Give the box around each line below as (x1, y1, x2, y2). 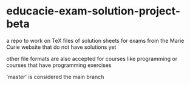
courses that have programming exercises (6, 61, 112, 69)
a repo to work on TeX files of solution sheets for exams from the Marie (6, 37, 185, 44)
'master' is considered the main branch (6, 73, 104, 80)
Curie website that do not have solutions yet (6, 43, 117, 51)
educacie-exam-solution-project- (6, 4, 181, 18)
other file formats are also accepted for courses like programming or (6, 55, 178, 62)
